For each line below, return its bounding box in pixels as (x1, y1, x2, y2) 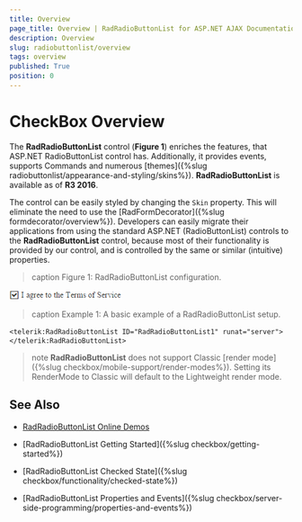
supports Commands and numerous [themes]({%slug (9, 160, 208, 171)
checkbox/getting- (191, 438, 261, 449)
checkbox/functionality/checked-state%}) (22, 475, 178, 486)
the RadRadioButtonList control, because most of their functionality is (9, 235, 270, 246)
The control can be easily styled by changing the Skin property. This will (9, 196, 277, 207)
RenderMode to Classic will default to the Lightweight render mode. (31, 371, 282, 382)
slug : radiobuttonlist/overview (9, 43, 130, 52)
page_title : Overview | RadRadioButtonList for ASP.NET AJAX (9, 23, 244, 33)
